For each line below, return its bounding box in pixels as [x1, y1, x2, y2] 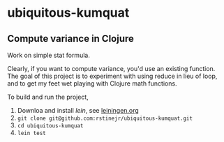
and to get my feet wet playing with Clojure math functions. [7, 79, 177, 88]
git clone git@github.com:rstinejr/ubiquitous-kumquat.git [17, 115, 193, 122]
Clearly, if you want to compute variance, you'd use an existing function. [7, 65, 216, 72]
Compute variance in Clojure [7, 33, 135, 45]
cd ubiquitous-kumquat [17, 123, 84, 129]
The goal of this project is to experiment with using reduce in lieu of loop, [7, 72, 218, 80]
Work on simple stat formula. [7, 51, 91, 59]
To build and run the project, [7, 93, 89, 101]
